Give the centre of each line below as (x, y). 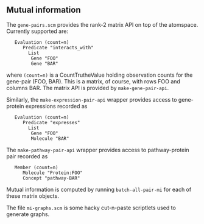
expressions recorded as (56, 106)
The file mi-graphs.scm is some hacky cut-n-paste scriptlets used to (91, 208)
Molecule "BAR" (50, 138)
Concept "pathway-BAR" (51, 178)
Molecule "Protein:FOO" (53, 173)
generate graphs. (28, 214)
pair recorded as (27, 156)
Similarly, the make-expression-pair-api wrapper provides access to (92, 99)
